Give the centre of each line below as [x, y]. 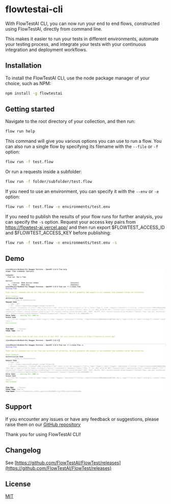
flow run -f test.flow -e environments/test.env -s [61, 243]
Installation [23, 65]
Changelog [23, 450]
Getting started [30, 109]
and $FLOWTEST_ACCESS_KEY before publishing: [58, 232]
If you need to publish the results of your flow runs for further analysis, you [84, 216]
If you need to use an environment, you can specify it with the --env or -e [82, 192]
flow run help [20, 131]
